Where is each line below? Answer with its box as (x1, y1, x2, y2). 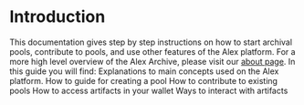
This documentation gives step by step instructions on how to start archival (9, 37, 293, 47)
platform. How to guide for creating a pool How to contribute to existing (9, 75, 278, 86)
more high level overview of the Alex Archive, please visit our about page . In (9, 56, 296, 67)
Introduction (9, 6, 106, 27)
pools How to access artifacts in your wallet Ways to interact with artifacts (9, 85, 288, 96)
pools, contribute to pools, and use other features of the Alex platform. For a (9, 46, 296, 57)
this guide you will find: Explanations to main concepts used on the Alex (9, 66, 279, 77)
